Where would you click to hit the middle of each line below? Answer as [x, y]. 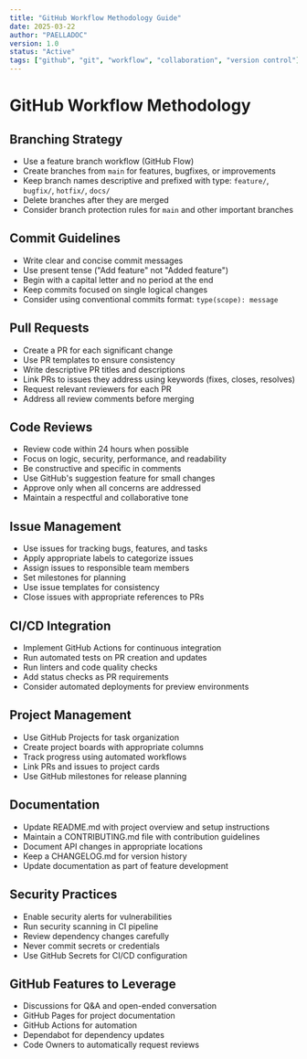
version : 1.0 [34, 43]
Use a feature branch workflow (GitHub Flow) [108, 161]
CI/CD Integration [60, 625]
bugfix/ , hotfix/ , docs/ [66, 190]
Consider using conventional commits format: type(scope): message [150, 299]
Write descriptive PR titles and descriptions [104, 369]
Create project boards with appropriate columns [113, 747]
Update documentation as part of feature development [125, 865]
